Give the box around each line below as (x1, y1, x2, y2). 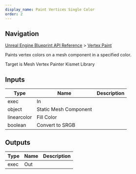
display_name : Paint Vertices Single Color (5, 7, 95, 12)
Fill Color (36, 114, 57, 121)
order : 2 (5, 12, 23, 17)
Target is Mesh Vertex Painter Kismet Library (5, 61, 95, 67)
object (7, 106, 22, 113)
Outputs (5, 138, 31, 146)
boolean (7, 122, 26, 129)
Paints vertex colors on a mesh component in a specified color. (5, 52, 132, 58)
